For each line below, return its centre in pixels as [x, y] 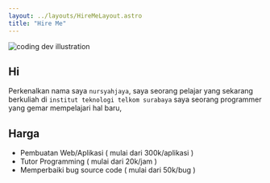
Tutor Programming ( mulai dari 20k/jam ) [88, 161]
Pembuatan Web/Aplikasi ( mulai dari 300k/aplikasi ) [107, 153]
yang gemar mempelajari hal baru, [65, 108]
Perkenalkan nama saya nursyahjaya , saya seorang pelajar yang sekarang [131, 91]
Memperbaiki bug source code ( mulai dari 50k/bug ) [108, 170]
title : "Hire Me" [37, 23]
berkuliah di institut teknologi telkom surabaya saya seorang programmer [135, 100]
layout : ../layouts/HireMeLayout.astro [75, 16]
